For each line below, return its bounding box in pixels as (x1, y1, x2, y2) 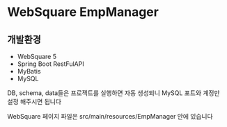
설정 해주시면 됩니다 (7, 98, 61, 105)
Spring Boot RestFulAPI (17, 60, 85, 68)
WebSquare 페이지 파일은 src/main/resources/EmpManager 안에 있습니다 (7, 112, 214, 120)
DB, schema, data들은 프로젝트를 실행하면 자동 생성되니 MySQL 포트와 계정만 (7, 89, 221, 97)
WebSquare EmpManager (7, 4, 159, 20)
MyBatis (17, 67, 41, 75)
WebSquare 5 (17, 53, 57, 60)
